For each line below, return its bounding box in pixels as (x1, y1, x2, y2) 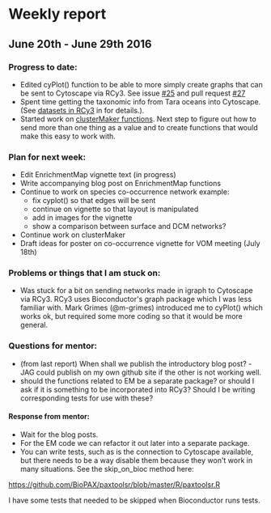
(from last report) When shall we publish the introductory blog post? (19, 358, 247, 368)
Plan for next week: (8, 151, 87, 163)
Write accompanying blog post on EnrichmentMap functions (19, 179, 221, 189)
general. (19, 320, 49, 330)
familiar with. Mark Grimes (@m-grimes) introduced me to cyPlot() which (19, 303, 263, 312)
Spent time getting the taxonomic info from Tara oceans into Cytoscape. (19, 96, 261, 106)
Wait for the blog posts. (19, 430, 99, 439)
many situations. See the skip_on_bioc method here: (19, 464, 194, 473)
